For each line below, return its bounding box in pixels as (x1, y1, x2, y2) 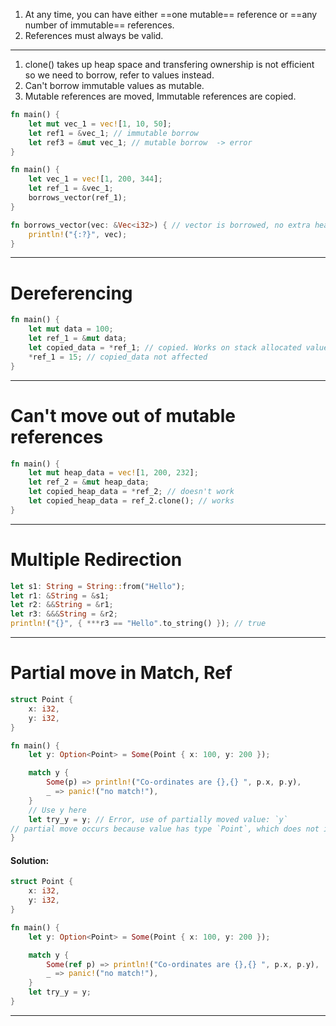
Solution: (10, 854, 50, 866)
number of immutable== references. (24, 19, 175, 31)
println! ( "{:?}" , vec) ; (28, 229, 128, 239)
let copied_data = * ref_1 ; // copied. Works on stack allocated (28, 342, 302, 353)
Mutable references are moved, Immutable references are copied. (24, 90, 297, 102)
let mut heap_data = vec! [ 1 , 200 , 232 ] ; (28, 468, 199, 478)
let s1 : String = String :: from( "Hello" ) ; (10, 581, 186, 591)
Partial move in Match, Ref (10, 662, 233, 684)
